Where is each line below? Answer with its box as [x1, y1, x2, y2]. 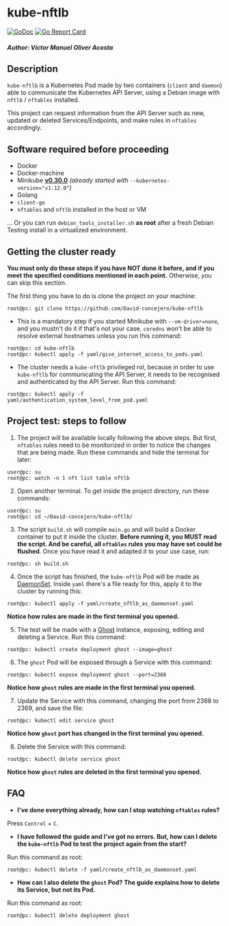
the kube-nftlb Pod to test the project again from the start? [16, 840, 187, 848]
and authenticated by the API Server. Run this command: [16, 377, 176, 385]
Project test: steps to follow [7, 415, 126, 427]
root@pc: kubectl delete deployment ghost [7, 912, 130, 919]
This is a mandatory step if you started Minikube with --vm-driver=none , [16, 317, 219, 325]
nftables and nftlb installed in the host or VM [16, 206, 147, 214]
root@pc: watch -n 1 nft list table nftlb [7, 474, 130, 481]
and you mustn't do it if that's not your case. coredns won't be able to [16, 324, 212, 332]
